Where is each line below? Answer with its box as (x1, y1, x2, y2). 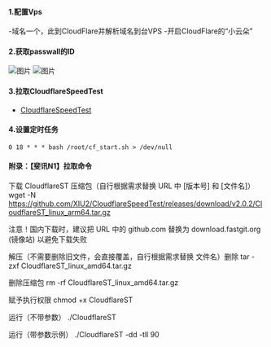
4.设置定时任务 (8, 125, 59, 134)
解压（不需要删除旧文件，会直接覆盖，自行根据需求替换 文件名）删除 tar (8, 252, 250, 261)
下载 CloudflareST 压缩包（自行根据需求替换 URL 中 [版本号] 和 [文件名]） (8, 181, 255, 191)
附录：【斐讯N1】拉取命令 (8, 161, 92, 171)
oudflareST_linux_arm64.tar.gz (8, 208, 111, 217)
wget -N (8, 191, 37, 200)
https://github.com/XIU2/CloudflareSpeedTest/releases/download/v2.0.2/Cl (8, 199, 263, 209)
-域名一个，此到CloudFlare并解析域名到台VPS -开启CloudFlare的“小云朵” (8, 26, 253, 36)
